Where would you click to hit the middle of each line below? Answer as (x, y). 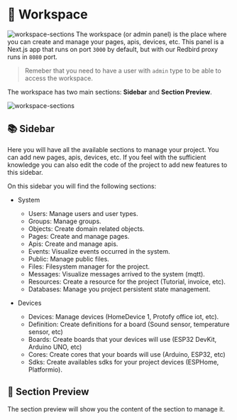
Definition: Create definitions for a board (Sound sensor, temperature (129, 324)
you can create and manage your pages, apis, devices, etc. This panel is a (116, 41)
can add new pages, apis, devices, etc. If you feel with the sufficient (107, 157)
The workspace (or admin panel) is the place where (151, 34)
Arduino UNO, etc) (55, 347)
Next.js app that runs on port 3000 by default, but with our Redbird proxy (113, 49)
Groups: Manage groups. (65, 221)
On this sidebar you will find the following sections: (82, 186)
